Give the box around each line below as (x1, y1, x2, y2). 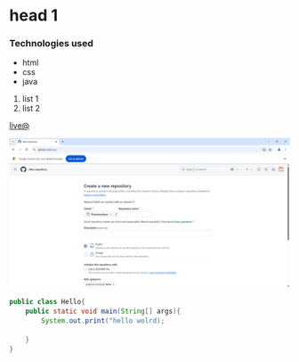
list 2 (21, 103, 41, 114)
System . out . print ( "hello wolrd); (41, 316, 166, 325)
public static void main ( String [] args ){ (25, 307, 181, 317)
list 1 (21, 94, 39, 104)
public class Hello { (9, 298, 86, 307)
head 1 (9, 5, 58, 26)
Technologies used (9, 37, 93, 50)
